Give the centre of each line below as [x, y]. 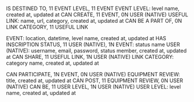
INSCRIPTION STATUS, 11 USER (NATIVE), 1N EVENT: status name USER [93, 44]
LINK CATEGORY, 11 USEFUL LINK [47, 27]
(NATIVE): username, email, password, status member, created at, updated [96, 51]
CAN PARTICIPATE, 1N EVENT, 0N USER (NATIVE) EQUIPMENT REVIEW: [93, 74]
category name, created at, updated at [52, 63]
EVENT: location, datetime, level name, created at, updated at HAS [86, 38]
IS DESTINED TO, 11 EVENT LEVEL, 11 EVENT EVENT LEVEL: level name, [93, 8]
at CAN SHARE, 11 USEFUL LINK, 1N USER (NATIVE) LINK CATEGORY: [90, 57]
